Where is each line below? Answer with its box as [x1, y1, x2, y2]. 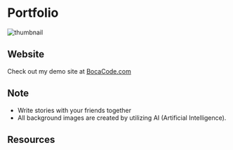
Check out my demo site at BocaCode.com [7, 67, 131, 75]
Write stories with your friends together [17, 106, 132, 114]
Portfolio [7, 5, 59, 21]
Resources [7, 133, 55, 145]
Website [7, 48, 44, 60]
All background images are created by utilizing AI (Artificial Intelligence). [17, 114, 227, 122]
